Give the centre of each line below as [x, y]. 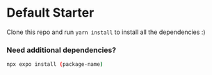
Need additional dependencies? [61, 50]
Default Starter [50, 13]
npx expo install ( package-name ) [55, 65]
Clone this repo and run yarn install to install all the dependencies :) [106, 32]
